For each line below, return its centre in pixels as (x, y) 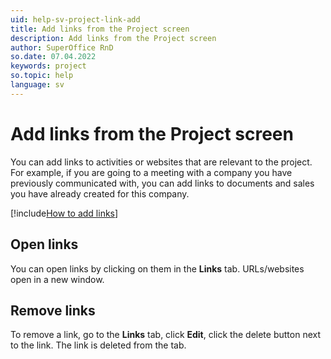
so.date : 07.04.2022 (53, 57)
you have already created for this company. (100, 193)
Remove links (53, 310)
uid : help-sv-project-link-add (75, 19)
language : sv (37, 85)
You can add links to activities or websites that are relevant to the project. (161, 162)
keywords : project (48, 66)
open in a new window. (57, 279)
